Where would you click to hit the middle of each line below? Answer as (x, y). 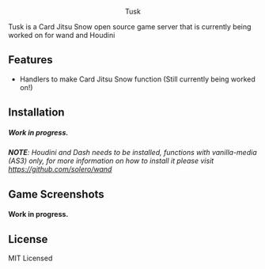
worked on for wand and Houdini (62, 35)
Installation (36, 113)
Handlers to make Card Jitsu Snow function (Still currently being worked (137, 79)
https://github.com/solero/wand (60, 169)
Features (30, 60)
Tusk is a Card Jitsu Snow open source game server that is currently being (130, 27)
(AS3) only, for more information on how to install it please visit (111, 161)
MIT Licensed (30, 258)
